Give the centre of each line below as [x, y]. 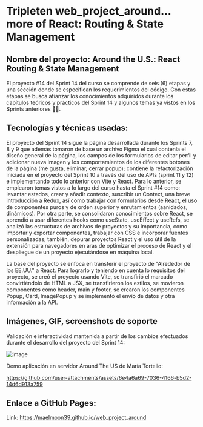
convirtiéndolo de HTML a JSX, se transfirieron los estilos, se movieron [95, 283]
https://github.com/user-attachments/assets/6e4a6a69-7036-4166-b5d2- [99, 377]
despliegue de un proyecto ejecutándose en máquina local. [80, 252]
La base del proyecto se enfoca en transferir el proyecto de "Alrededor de [98, 263]
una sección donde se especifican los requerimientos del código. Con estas [101, 90]
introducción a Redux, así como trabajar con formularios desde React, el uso [102, 200]
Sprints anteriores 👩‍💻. [34, 109]
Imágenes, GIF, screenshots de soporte [82, 321]
